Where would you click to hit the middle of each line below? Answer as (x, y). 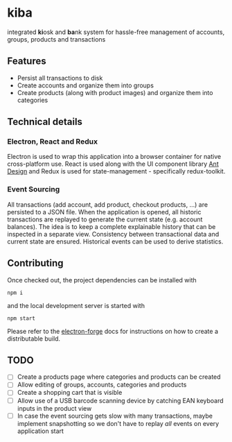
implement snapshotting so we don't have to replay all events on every (118, 423)
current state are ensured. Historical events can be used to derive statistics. (115, 241)
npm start (21, 318)
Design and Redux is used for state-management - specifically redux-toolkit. (116, 171)
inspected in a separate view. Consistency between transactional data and (113, 234)
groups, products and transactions (56, 39)
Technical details (45, 122)
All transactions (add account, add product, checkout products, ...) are (108, 204)
